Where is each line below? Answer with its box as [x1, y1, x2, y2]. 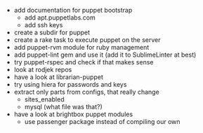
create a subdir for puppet [13, 28, 90, 36]
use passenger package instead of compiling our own [24, 118, 181, 125]
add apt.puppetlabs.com [24, 13, 96, 22]
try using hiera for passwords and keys [13, 80, 127, 88]
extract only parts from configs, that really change [13, 87, 159, 96]
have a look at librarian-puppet [13, 73, 103, 81]
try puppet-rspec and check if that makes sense [13, 58, 154, 66]
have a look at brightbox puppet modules [13, 110, 133, 118]
